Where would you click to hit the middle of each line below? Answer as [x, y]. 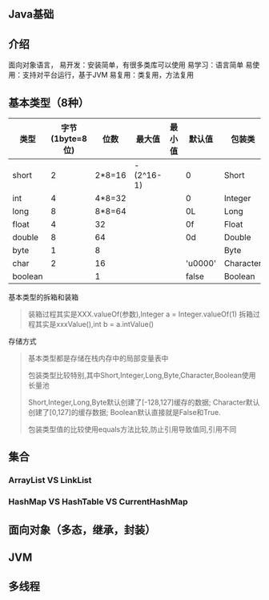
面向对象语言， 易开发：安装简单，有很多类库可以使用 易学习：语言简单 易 [130, 65]
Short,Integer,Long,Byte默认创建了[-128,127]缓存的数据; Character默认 [144, 402]
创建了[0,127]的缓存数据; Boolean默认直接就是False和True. [124, 413]
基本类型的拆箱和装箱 [43, 297]
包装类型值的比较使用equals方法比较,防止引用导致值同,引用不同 [132, 429]
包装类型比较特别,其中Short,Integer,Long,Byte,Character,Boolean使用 [142, 376]
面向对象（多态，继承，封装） [82, 530]
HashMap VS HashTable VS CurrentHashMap [98, 501]
